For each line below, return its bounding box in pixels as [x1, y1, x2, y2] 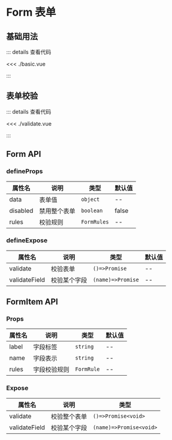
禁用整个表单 [38, 207, 76, 215]
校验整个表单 [50, 412, 87, 421]
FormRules [80, 218, 109, 225]
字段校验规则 [33, 365, 70, 374]
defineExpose [6, 236, 48, 245]
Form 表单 [6, 5, 56, 19]
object [80, 196, 100, 203]
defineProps [6, 167, 43, 176]
